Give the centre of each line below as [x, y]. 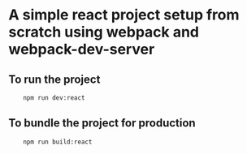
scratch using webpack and [104, 32]
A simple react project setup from [124, 15]
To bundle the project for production [102, 123]
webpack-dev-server [82, 49]
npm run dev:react [54, 98]
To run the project [54, 79]
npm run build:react [58, 142]
